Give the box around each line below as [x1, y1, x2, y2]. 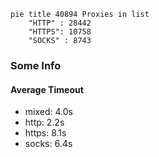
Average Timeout [10, 83, 84, 95]
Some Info [10, 58, 62, 72]
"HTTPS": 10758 [28, 27, 92, 37]
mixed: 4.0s [24, 106, 73, 118]
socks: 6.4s [24, 138, 73, 150]
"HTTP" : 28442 [28, 18, 92, 28]
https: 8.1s [24, 127, 67, 139]
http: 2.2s [24, 116, 65, 129]
